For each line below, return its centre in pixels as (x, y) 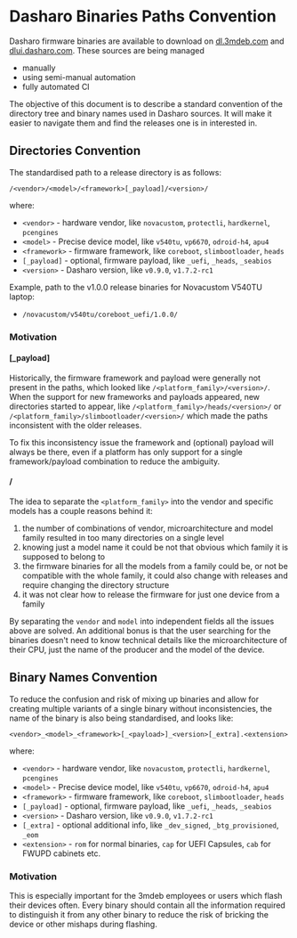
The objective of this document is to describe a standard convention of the (146, 103)
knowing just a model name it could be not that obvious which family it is (155, 547)
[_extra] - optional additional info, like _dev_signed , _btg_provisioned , (150, 825)
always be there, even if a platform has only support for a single (126, 452)
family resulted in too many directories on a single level (123, 538)
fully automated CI (56, 86)
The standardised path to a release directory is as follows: (116, 172)
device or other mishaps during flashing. (83, 925)
